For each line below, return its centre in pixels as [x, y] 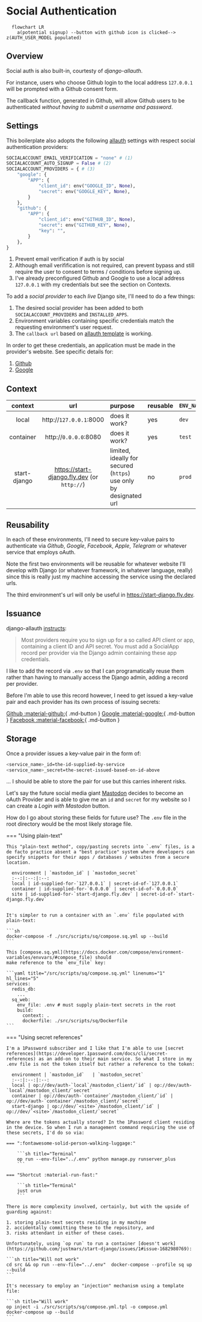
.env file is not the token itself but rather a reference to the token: [101, 1064]
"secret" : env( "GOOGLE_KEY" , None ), [84, 191]
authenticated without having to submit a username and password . [90, 107]
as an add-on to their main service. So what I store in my [115, 1059]
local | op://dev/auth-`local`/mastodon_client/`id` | [82, 1086]
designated [126, 496]
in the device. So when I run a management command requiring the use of [101, 1128]
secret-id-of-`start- [168, 894]
